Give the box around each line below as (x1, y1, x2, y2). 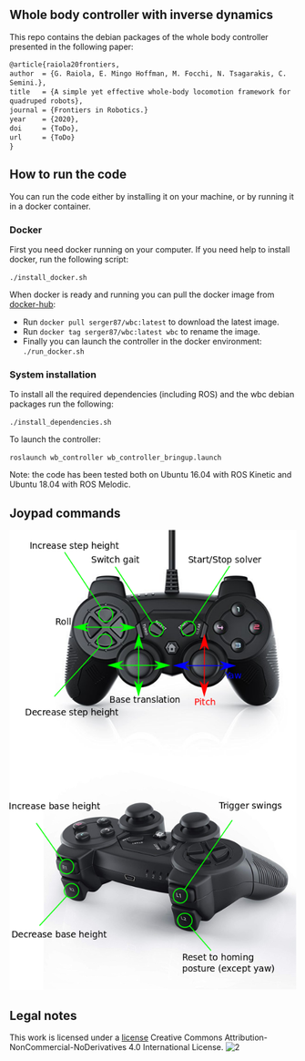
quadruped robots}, (9, 96, 84, 106)
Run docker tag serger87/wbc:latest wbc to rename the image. (22, 325, 261, 336)
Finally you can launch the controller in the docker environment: (22, 335, 262, 346)
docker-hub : (9, 298, 56, 309)
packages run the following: (9, 398, 114, 409)
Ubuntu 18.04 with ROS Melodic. (9, 479, 131, 490)
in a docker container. (9, 201, 91, 211)
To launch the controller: (9, 434, 102, 445)
